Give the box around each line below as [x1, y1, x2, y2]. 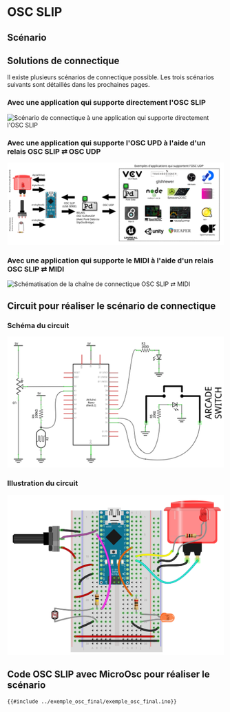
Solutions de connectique [7, 54, 120, 66]
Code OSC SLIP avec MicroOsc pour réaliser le [7, 668, 210, 680]
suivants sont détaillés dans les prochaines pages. [7, 81, 150, 89]
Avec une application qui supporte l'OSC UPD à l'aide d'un [7, 138, 206, 148]
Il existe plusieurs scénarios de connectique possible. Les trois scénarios [7, 73, 215, 81]
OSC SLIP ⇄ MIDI [7, 264, 65, 274]
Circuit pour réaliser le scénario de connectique [7, 300, 216, 312]
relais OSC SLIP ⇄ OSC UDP [7, 146, 101, 156]
